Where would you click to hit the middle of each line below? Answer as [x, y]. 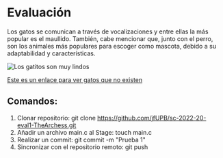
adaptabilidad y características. [51, 53]
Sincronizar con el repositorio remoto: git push [82, 147]
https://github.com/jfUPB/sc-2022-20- [152, 118]
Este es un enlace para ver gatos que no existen [75, 79]
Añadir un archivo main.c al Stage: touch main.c [84, 132]
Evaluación [39, 13]
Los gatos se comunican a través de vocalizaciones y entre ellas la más [108, 31]
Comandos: [32, 102]
